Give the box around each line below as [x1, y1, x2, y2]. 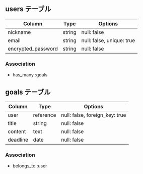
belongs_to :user [12, 163, 47, 169]
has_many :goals [12, 72, 48, 78]
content [8, 128, 26, 135]
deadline [8, 136, 29, 143]
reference [33, 111, 56, 118]
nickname [8, 28, 31, 35]
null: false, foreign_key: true [61, 111, 126, 118]
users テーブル [5, 5, 51, 14]
